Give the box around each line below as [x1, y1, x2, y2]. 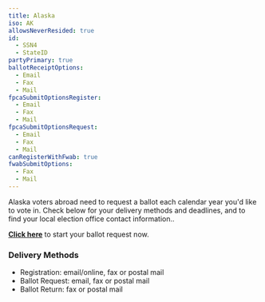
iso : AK [8, 19, 34, 27]
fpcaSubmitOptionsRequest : [8, 123, 98, 131]
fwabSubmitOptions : [8, 161, 73, 169]
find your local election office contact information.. [8, 213, 175, 224]
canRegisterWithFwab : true [8, 153, 98, 161]
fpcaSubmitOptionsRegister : [8, 93, 102, 101]
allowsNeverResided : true [8, 26, 94, 34]
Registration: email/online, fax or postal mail [19, 268, 164, 277]
